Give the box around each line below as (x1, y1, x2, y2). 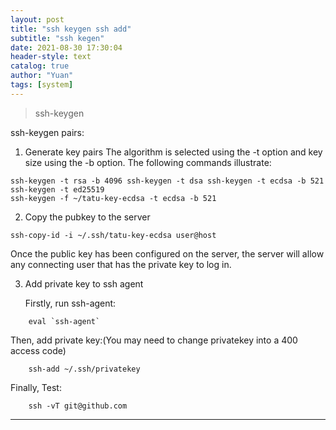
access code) (10, 344, 67, 356)
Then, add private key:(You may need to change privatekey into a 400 (10, 334, 298, 346)
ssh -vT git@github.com (28, 401, 128, 411)
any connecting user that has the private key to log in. (10, 258, 232, 270)
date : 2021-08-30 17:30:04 (10, 42, 123, 53)
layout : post (10, 14, 65, 25)
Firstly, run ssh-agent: (24, 297, 117, 309)
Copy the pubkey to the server (24, 211, 151, 223)
